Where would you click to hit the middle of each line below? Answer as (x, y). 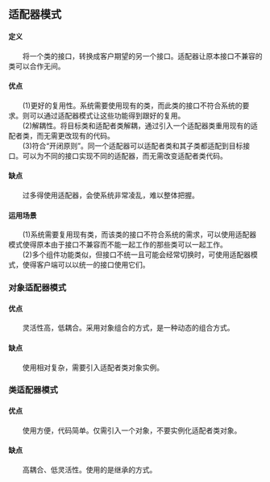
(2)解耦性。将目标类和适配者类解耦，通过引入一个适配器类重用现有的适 (140, 125)
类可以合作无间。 (37, 66)
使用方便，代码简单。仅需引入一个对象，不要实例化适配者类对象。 (132, 430)
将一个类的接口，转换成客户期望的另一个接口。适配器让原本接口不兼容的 (143, 56)
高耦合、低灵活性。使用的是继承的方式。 (90, 469)
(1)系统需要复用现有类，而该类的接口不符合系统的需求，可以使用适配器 (139, 235)
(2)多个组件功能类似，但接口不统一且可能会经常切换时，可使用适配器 (137, 255)
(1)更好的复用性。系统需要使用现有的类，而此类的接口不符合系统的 (133, 105)
